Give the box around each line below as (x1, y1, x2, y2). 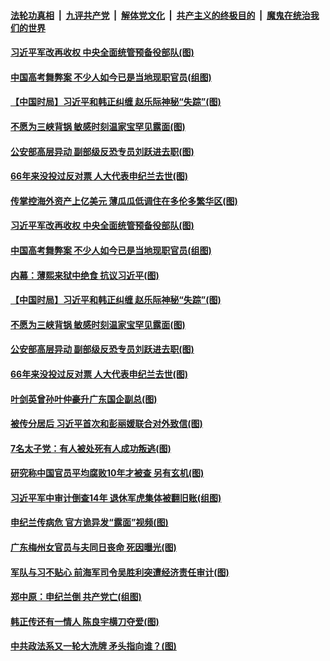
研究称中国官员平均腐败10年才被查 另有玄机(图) (10, 467, 205, 479)
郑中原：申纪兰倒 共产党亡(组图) (10, 591, 142, 603)
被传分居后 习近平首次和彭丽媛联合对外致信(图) (10, 418, 203, 430)
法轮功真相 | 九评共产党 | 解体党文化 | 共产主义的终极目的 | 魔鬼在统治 (10, 9, 311, 21)
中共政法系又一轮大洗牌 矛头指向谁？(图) (10, 640, 177, 652)
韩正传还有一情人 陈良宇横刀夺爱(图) (10, 615, 160, 627)
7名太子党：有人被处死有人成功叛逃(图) (10, 442, 172, 454)
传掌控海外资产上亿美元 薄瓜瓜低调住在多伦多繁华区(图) (10, 195, 238, 207)
